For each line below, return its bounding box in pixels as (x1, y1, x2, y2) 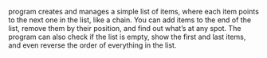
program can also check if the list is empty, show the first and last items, (8, 32, 246, 41)
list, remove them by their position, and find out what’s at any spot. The (8, 24, 241, 33)
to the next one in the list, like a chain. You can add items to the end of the (8, 15, 252, 25)
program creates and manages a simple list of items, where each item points (8, 7, 259, 16)
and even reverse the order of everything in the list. (8, 41, 177, 50)
